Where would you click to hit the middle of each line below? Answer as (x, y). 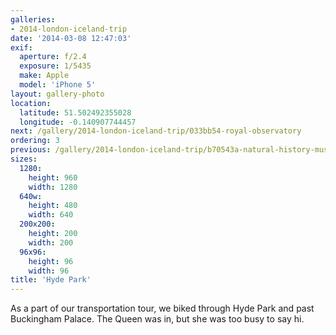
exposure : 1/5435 (55, 66)
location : (31, 103)
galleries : (33, 19)
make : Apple (44, 76)
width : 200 (51, 242)
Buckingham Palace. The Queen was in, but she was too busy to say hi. (157, 319)
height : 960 (53, 177)
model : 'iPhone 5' (58, 85)
